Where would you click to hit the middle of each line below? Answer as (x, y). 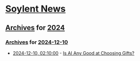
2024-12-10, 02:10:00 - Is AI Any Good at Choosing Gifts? (74, 53)
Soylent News (35, 9)
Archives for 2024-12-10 (37, 42)
